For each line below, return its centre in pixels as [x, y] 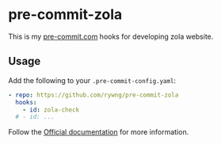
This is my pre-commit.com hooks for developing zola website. [111, 36]
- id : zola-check [51, 110]
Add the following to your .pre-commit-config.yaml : [92, 80]
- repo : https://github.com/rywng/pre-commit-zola [93, 95]
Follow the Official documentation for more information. [99, 132]
